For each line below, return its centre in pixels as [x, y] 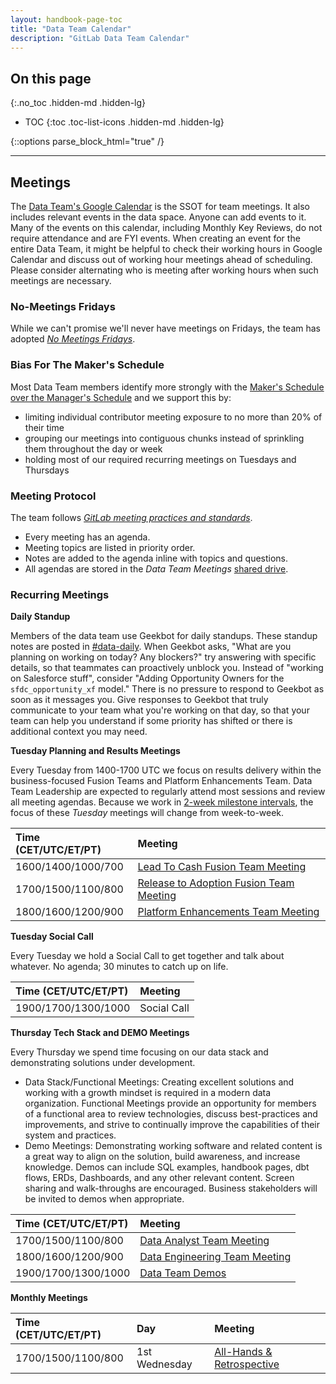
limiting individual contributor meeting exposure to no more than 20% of [173, 417]
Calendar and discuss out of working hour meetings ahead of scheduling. [161, 259]
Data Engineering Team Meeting [215, 1257]
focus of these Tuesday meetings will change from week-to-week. [147, 813]
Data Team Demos [183, 1273]
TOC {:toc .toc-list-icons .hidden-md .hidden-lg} [124, 122]
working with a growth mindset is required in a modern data [148, 1093]
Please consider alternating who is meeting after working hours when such [164, 270]
